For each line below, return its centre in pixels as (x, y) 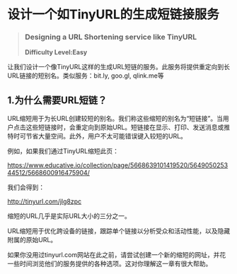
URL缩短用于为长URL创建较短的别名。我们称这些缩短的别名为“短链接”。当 (115, 119)
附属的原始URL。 (32, 240)
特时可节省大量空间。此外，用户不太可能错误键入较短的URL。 (97, 136)
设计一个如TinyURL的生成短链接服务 (113, 14)
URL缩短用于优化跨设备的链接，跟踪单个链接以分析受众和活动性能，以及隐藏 (119, 231)
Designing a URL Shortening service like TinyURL (111, 37)
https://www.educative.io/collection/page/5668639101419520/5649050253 (118, 165)
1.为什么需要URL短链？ (57, 100)
